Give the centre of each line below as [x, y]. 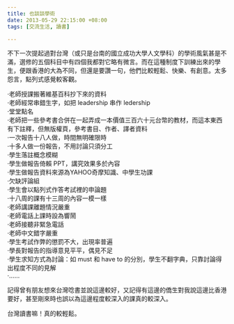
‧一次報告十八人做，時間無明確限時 [57, 138]
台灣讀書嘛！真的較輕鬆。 [44, 314]
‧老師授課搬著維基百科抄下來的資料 [57, 94]
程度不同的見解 [34, 268]
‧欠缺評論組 [24, 181]
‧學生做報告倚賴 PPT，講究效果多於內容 [64, 163]
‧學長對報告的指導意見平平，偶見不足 [60, 250]
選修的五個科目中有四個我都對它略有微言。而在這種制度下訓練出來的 [117, 62]
